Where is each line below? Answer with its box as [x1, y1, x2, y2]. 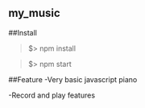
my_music [8, 6, 60, 20]
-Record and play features [8, 90, 95, 100]
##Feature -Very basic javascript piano [8, 74, 138, 84]
